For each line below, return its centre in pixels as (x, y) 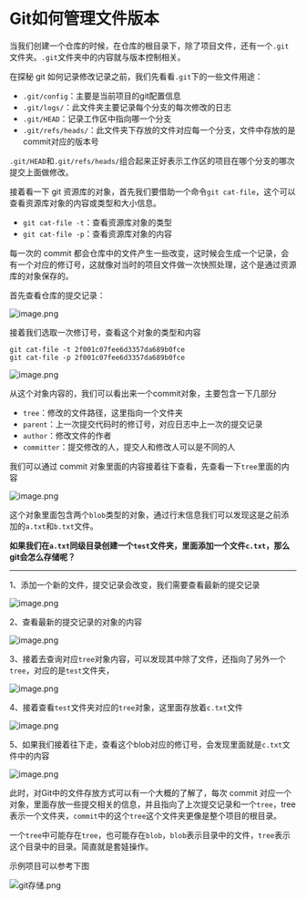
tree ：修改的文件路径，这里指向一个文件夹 (103, 412)
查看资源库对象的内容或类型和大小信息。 (85, 202)
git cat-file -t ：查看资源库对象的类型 (97, 222)
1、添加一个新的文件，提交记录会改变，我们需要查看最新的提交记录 (135, 584)
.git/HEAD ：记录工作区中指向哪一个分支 (97, 119)
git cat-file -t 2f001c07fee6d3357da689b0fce (97, 349)
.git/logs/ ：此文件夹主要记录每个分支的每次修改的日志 (127, 107)
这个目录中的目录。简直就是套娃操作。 (81, 846)
